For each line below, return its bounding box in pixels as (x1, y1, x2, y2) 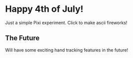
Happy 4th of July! (5, 3, 83, 15)
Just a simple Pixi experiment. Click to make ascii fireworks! (5, 20, 128, 26)
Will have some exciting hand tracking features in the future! (5, 47, 128, 53)
